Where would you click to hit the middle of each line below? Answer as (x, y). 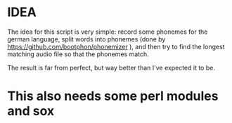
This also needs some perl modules (113, 96)
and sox (31, 111)
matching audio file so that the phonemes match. (78, 54)
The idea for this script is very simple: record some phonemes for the (108, 32)
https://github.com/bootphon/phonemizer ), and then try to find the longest (116, 46)
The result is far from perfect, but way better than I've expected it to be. (111, 67)
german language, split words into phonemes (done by (86, 39)
